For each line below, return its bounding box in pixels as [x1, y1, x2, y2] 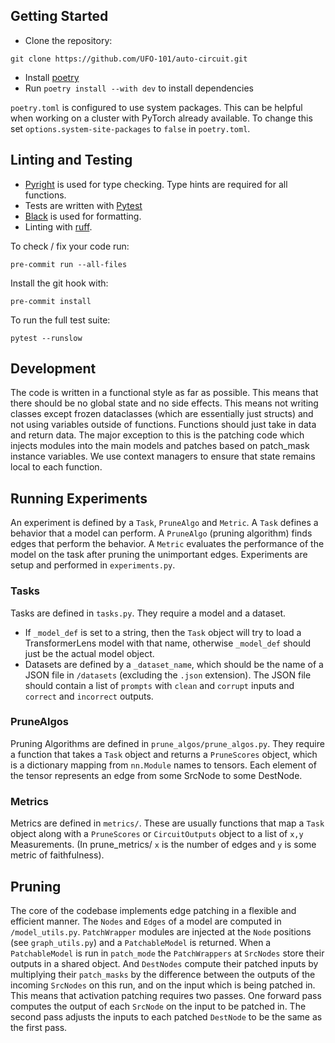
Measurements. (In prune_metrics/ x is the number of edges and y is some [10, 839, 317, 851]
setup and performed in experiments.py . [10, 559, 176, 571]
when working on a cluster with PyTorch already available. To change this [10, 112, 313, 124]
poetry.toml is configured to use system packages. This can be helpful [10, 101, 303, 113]
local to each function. [10, 461, 103, 473]
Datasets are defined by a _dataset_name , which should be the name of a [24, 658, 324, 670]
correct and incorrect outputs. [24, 690, 154, 702]
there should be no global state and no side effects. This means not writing [10, 397, 319, 409]
